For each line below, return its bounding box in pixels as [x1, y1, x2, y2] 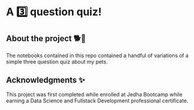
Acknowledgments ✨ [6, 75, 85, 85]
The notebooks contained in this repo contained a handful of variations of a [6, 52, 189, 59]
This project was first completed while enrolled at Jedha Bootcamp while [6, 91, 183, 98]
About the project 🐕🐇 [6, 34, 86, 44]
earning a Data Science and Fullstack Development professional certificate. [6, 97, 189, 104]
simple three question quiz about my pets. [6, 58, 108, 65]
